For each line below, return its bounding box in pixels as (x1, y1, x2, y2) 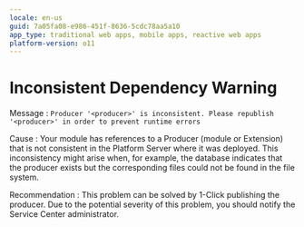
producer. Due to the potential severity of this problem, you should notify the (9, 199, 296, 210)
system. (9, 172, 39, 183)
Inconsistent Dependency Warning (9, 78, 278, 98)
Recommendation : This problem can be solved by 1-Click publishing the (9, 190, 279, 201)
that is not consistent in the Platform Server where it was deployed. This (9, 143, 279, 154)
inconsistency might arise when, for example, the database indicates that (9, 153, 283, 163)
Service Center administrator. (9, 209, 120, 220)
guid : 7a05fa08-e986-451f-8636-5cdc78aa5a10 (9, 22, 181, 31)
